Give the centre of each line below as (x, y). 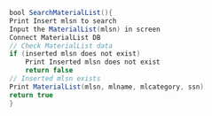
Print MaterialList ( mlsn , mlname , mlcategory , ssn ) (106, 87)
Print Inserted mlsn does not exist (93, 62)
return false (49, 71)
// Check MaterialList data (61, 46)
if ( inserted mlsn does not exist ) (75, 54)
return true (31, 95)
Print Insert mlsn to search (63, 21)
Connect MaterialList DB (55, 37)
